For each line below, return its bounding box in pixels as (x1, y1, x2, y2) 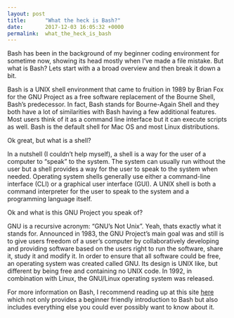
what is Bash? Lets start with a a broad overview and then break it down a (7, 64, 221, 72)
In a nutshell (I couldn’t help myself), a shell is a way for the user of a (7, 150, 207, 158)
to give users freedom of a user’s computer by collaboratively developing (7, 237, 219, 246)
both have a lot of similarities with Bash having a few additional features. (7, 108, 216, 116)
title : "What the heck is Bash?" (7, 17, 121, 24)
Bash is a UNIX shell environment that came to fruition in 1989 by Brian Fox (7, 85, 224, 94)
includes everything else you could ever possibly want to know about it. (7, 303, 215, 312)
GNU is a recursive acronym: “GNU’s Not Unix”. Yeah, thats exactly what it (7, 222, 221, 231)
